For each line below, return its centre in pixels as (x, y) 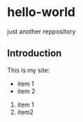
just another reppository (41, 31)
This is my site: (29, 70)
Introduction (35, 53)
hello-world (41, 12)
